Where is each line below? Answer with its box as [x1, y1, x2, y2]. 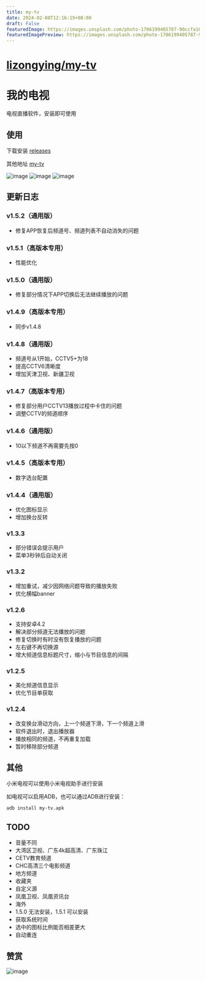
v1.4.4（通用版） [6, 490, 57, 499]
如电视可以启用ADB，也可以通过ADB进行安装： [6, 793, 126, 800]
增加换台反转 [15, 514, 48, 521]
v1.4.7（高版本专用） [6, 387, 69, 395]
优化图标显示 [15, 506, 48, 513]
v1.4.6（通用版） [6, 427, 57, 435]
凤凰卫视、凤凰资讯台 [15, 892, 69, 900]
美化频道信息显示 [15, 682, 59, 689]
